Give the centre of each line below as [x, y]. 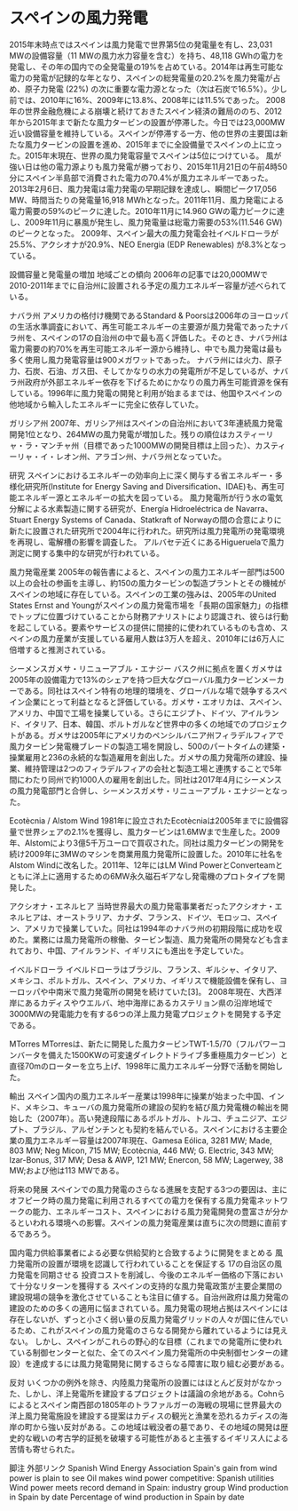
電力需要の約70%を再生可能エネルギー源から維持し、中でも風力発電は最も [146, 348]
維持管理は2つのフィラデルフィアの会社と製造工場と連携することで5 [149, 768]
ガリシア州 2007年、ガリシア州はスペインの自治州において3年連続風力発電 [146, 423]
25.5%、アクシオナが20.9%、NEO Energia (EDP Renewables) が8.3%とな [144, 244]
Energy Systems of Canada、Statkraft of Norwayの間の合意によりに [157, 520]
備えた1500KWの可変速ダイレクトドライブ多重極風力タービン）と [168, 1054]
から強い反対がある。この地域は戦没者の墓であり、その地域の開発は [157, 1427]
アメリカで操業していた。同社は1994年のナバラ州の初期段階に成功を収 [153, 928]
